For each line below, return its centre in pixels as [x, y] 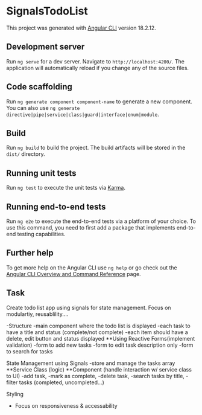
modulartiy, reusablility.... [37, 314]
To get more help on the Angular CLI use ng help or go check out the [92, 268]
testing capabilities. [41, 234]
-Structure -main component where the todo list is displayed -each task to [99, 326]
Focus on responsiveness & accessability [66, 405]
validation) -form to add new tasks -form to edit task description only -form [100, 345]
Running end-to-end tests [56, 207]
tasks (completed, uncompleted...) [62, 382]
